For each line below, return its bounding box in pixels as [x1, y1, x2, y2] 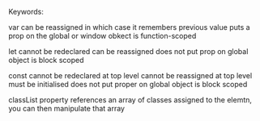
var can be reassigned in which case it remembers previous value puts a [8, 23, 250, 31]
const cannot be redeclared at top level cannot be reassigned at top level [8, 71, 253, 80]
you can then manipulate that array [8, 104, 126, 113]
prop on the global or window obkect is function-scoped [8, 31, 197, 40]
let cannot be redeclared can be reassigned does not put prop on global [8, 47, 249, 56]
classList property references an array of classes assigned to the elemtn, [8, 95, 253, 104]
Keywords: [8, 7, 45, 16]
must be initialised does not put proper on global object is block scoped [8, 80, 248, 89]
